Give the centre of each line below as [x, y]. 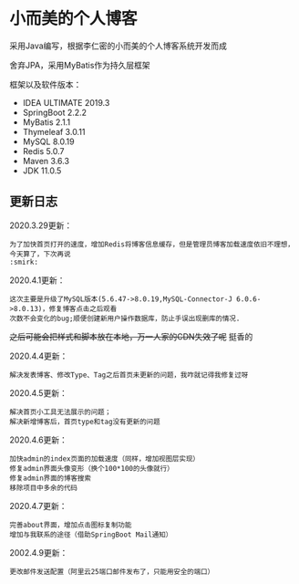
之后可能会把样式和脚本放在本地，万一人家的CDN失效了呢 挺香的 [131, 336]
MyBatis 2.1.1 [46, 122]
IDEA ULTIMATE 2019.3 [66, 102]
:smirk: [24, 262]
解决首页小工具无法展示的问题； [61, 412]
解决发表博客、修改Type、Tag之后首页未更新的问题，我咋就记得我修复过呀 [129, 375]
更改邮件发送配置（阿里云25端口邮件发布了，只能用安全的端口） [112, 571]
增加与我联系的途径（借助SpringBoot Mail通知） [91, 535]
